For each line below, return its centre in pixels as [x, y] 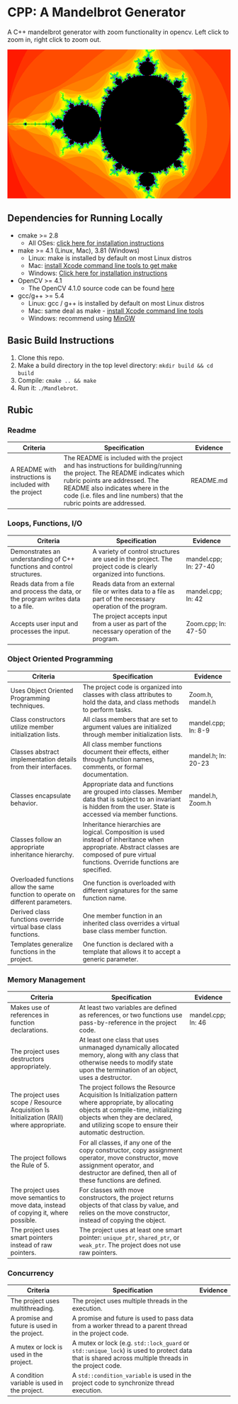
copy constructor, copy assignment [131, 1150]
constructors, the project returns [126, 1197]
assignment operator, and [117, 1165]
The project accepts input [130, 616]
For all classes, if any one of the [125, 1142]
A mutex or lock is [36, 1347]
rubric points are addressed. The [111, 480]
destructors [27, 1059]
